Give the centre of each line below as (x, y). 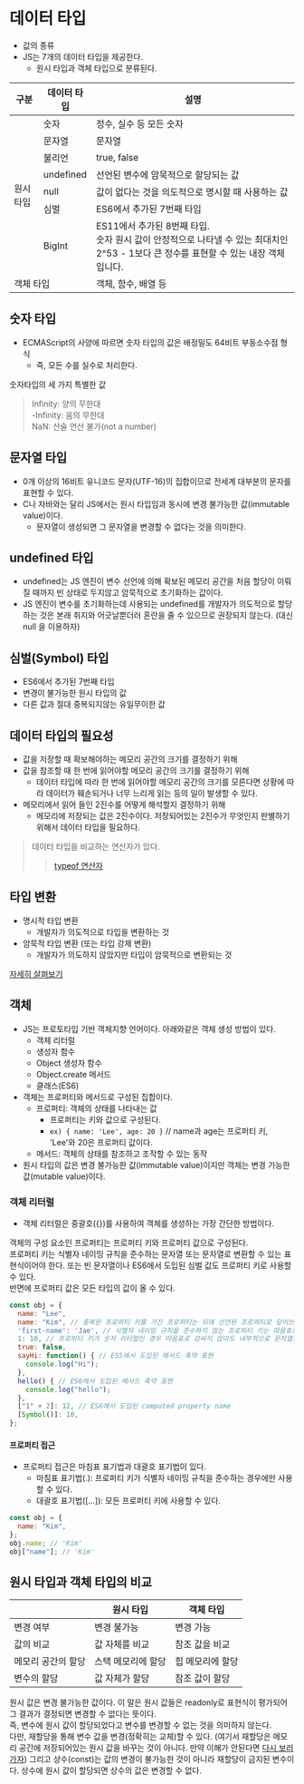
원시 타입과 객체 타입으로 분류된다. (96, 68)
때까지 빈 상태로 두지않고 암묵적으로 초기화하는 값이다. (128, 593)
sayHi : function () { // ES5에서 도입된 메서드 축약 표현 (116, 1356)
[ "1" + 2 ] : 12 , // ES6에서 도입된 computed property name (124, 1407)
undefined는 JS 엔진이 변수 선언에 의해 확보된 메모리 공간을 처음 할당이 (149, 581)
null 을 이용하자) (51, 627)
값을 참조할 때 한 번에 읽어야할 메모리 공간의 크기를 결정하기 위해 (136, 770)
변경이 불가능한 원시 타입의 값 (74, 693)
